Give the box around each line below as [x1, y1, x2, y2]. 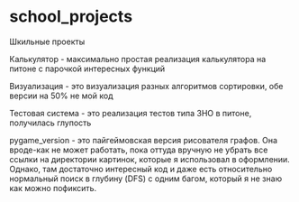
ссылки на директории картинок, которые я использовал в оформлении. [9, 153, 290, 164]
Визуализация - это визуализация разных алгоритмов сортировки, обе [9, 80, 284, 91]
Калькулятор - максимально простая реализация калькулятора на [9, 53, 267, 64]
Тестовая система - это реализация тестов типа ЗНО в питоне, [9, 107, 252, 118]
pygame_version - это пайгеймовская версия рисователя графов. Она [9, 134, 277, 145]
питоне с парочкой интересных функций [9, 63, 166, 74]
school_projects [9, 6, 133, 27]
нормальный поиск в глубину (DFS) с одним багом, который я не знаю [9, 173, 282, 184]
